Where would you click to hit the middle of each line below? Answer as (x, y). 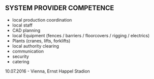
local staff (22, 25)
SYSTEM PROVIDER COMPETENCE (60, 8)
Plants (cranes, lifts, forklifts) (41, 41)
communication (28, 51)
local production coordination (42, 20)
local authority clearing (35, 46)
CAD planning (26, 30)
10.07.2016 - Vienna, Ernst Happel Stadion (47, 71)
